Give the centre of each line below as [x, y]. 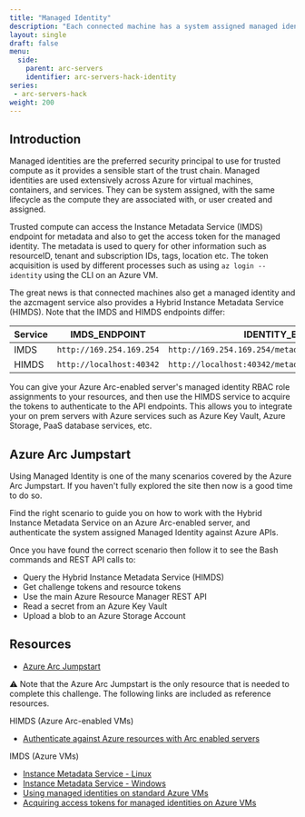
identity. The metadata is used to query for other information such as [138, 246]
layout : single [38, 35]
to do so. [26, 495]
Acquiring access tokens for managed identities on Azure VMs [139, 802]
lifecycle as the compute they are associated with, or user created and [141, 200]
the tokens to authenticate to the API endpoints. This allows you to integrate [151, 406]
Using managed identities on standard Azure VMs [115, 792]
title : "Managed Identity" [60, 18]
